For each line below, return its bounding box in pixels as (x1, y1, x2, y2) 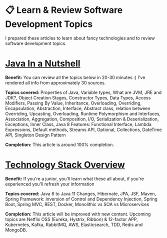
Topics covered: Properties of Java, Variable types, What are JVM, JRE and (5, 89, 162, 95)
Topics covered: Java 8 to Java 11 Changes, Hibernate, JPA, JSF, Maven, (5, 190, 156, 196)
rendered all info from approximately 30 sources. (5, 79, 106, 85)
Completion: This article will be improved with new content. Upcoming (5, 211, 151, 217)
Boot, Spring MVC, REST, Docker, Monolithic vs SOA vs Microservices (5, 201, 149, 207)
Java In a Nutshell (5, 58, 81, 69)
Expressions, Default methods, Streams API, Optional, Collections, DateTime (5, 126, 162, 132)
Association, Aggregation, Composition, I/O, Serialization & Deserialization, (5, 116, 159, 122)
